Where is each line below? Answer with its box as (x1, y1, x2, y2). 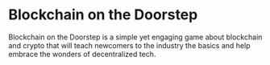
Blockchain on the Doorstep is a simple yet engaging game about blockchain (8, 32, 263, 42)
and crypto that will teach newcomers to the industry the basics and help (8, 40, 251, 50)
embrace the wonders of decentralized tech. (8, 49, 156, 59)
